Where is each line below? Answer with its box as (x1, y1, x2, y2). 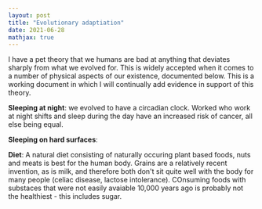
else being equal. (8, 120, 64, 129)
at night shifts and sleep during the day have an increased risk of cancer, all (8, 111, 253, 121)
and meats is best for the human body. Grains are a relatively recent (8, 158, 227, 168)
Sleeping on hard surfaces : (8, 135, 98, 145)
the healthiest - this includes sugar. (8, 192, 122, 201)
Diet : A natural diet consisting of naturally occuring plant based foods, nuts (8, 150, 251, 160)
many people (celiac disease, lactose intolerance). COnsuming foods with (8, 175, 246, 185)
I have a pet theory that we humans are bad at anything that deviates (8, 55, 231, 64)
